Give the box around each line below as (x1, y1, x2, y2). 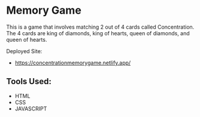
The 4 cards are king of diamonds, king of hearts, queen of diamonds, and (6, 29, 190, 36)
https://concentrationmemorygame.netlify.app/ (14, 59, 131, 66)
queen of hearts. (6, 36, 47, 43)
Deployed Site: (6, 47, 43, 54)
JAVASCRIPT (14, 105, 47, 112)
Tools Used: (6, 76, 52, 87)
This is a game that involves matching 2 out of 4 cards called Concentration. (6, 23, 195, 30)
